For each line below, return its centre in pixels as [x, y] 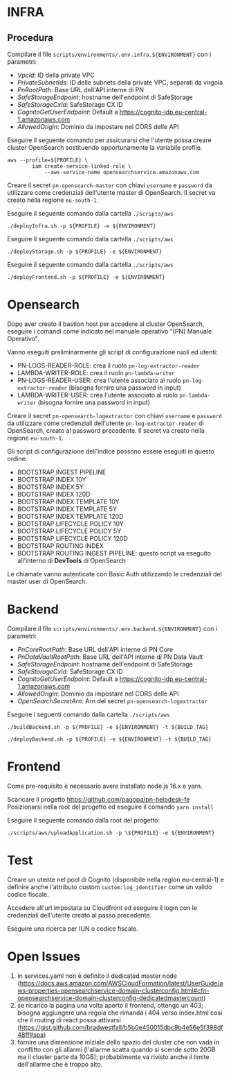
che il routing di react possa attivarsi [69, 1020]
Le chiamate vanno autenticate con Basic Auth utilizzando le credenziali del [115, 574]
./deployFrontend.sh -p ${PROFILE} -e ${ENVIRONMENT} [86, 277]
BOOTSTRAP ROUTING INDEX [60, 546]
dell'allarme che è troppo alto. [60, 1064]
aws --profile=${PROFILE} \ [48, 160]
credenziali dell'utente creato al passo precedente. [80, 915]
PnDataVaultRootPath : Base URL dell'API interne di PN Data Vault [110, 657]
